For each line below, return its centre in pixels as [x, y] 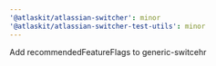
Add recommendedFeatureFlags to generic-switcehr [108, 52]
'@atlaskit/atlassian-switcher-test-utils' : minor [108, 26]
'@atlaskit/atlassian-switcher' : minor [85, 18]
